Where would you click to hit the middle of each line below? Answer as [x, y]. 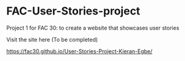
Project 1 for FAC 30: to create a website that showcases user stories [93, 28]
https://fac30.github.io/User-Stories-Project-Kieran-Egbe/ [79, 51]
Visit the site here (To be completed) [52, 39]
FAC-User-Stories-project [73, 11]
